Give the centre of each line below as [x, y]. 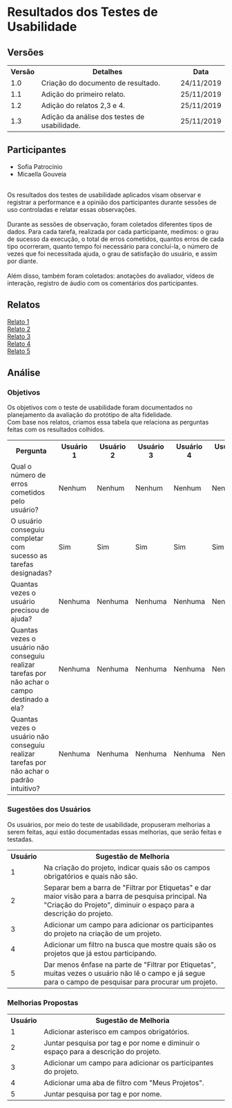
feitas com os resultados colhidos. [56, 429]
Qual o [21, 467]
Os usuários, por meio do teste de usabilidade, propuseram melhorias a [109, 824]
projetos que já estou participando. [100, 953]
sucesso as [29, 556]
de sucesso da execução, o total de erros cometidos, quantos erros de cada [116, 239]
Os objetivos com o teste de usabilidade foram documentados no [100, 408]
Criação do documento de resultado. [100, 83]
